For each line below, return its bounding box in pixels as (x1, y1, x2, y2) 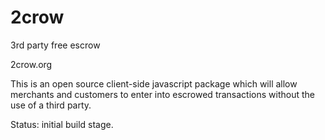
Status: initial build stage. (10, 118, 114, 130)
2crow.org (10, 58, 53, 70)
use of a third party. (10, 99, 92, 111)
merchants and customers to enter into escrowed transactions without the (10, 88, 315, 100)
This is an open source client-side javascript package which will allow (10, 77, 298, 90)
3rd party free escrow (10, 39, 101, 51)
